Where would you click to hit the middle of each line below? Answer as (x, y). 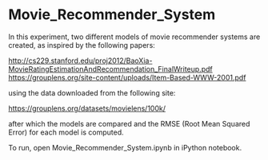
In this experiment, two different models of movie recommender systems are (134, 37)
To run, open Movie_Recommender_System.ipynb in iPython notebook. (125, 147)
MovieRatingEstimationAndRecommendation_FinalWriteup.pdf (111, 68)
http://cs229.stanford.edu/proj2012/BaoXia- (80, 60)
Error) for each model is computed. (66, 132)
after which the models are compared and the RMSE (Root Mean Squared (129, 123)
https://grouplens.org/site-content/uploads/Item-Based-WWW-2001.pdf (127, 77)
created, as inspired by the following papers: (82, 45)
